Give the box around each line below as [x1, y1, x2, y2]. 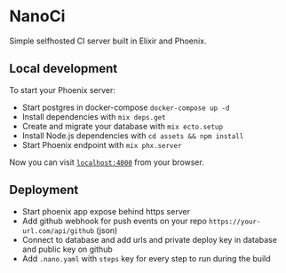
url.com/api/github [21, 226, 95, 236]
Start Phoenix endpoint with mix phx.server [21, 139, 182, 150]
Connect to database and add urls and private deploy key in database [21, 234, 278, 245]
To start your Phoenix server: [9, 84, 115, 95]
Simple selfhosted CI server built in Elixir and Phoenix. [9, 35, 207, 46]
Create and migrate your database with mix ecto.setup [21, 121, 224, 131]
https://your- [208, 217, 261, 226]
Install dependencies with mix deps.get [21, 111, 166, 121]
